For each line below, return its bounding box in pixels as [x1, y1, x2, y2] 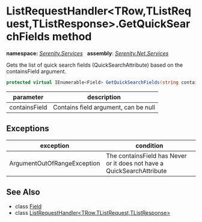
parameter [13, 93, 44, 101]
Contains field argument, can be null [53, 103, 155, 111]
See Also [6, 187, 40, 197]
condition [135, 141, 164, 150]
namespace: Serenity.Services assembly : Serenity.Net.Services [6, 49, 169, 57]
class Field [14, 203, 42, 210]
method [52, 30, 92, 43]
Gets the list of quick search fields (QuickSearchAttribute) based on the [6, 61, 183, 69]
